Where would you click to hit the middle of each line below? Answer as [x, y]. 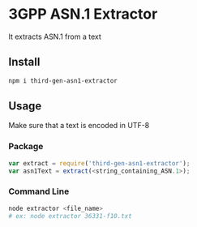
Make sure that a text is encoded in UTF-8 [79, 126]
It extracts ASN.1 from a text [55, 36]
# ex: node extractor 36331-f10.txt [70, 216]
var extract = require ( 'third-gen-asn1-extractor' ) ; [99, 163]
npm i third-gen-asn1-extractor [63, 81]
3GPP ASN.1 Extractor [83, 14]
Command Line [39, 191]
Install [24, 62]
